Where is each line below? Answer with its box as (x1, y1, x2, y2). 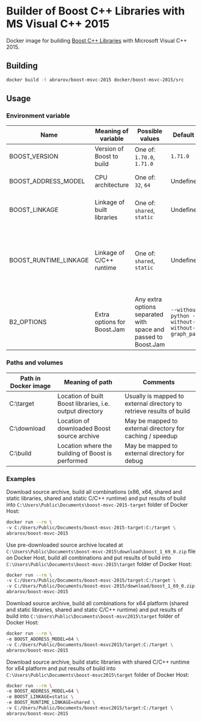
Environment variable (6, 111, 70, 120)
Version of (94, 145, 124, 153)
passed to (134, 333, 163, 341)
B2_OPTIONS (9, 318, 47, 326)
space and (134, 325, 165, 334)
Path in (20, 374, 41, 382)
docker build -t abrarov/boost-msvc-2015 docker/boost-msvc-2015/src (6, 76, 185, 82)
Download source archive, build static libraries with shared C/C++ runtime (6, 658, 190, 665)
